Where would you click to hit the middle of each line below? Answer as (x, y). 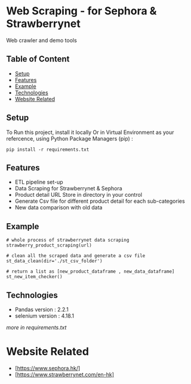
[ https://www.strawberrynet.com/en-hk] (64, 374)
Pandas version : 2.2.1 (41, 310)
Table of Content (38, 59)
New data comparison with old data (58, 208)
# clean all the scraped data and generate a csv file (76, 256)
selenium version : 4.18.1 (44, 316)
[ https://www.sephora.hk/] (47, 368)
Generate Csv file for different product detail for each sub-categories (100, 201)
